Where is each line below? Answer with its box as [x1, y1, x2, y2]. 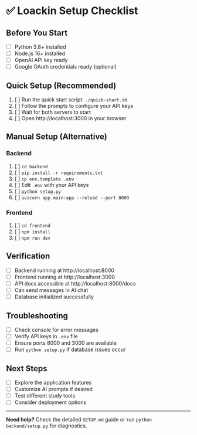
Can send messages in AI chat [14, 287, 89, 294]
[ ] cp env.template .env [14, 175, 74, 182]
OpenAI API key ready [14, 57, 68, 64]
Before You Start [6, 28, 68, 38]
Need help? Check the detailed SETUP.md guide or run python [6, 416, 152, 423]
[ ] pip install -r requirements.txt [14, 169, 103, 176]
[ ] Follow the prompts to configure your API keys [14, 103, 134, 110]
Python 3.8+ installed [14, 43, 66, 50]
